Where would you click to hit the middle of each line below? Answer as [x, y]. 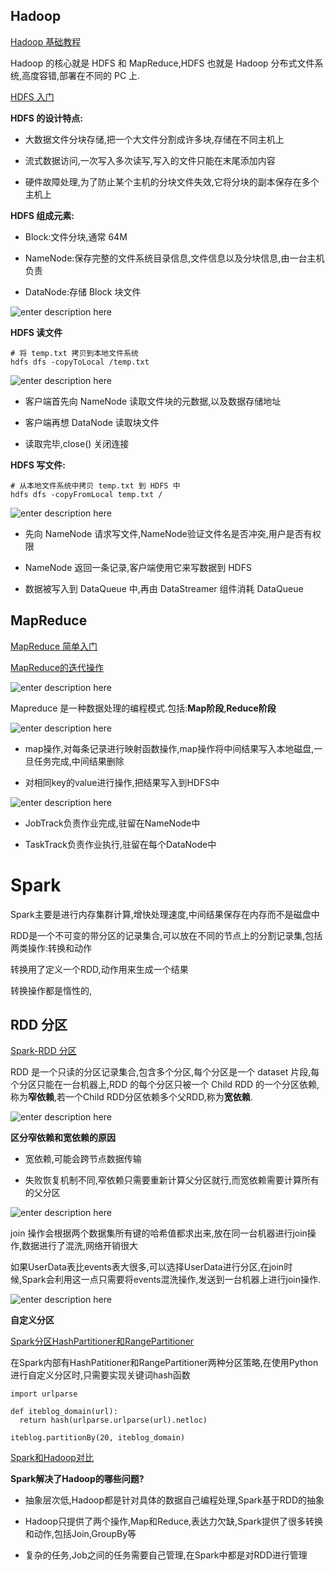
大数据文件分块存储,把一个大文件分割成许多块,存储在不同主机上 [154, 139]
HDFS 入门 [32, 96]
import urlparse [44, 1394]
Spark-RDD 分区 [43, 1051]
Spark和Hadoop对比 [52, 1458]
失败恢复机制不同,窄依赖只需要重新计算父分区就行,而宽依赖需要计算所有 [172, 1180]
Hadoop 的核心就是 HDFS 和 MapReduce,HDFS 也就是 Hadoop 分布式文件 [162, 63]
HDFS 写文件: [38, 465]
